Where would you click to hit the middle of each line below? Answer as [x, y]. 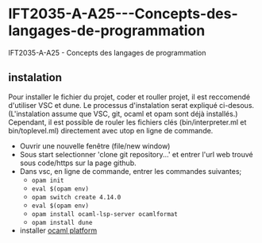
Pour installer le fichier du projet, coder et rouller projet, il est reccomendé [129, 97]
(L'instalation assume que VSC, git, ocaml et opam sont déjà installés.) [123, 114]
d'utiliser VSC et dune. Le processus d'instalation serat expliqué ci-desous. [131, 105]
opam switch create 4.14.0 [76, 197]
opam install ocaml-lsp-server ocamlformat [105, 214]
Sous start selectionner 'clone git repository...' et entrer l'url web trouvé [137, 154]
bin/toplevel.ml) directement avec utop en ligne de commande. [111, 130]
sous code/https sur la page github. [78, 163]
